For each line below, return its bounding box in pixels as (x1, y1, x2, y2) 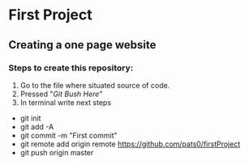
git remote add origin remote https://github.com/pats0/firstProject (19, 139, 241, 149)
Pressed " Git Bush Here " (19, 89, 103, 99)
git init (19, 113, 41, 123)
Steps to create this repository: (8, 62, 134, 74)
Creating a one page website (8, 38, 157, 52)
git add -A (19, 121, 54, 131)
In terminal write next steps (19, 97, 112, 107)
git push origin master (19, 147, 94, 157)
